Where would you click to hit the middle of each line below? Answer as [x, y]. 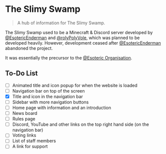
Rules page [24, 119]
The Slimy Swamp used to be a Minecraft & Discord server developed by [79, 32]
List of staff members [34, 141]
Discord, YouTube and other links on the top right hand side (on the [81, 124]
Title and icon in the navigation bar [47, 96]
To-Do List [21, 74]
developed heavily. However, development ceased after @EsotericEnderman [83, 43]
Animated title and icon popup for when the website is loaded [75, 85]
